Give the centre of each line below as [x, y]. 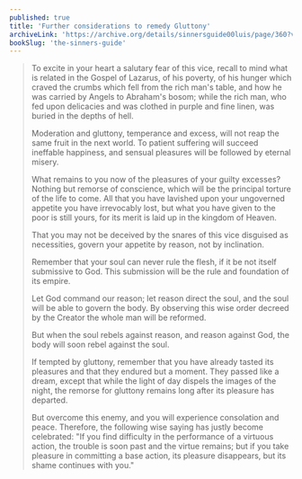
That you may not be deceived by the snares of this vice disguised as [160, 235]
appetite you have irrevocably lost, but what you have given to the [153, 208]
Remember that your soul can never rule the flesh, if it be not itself [154, 262]
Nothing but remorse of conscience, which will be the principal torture [161, 189]
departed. [49, 400]
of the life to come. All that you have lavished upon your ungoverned [158, 199]
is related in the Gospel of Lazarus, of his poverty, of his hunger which [161, 78]
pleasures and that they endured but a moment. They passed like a [155, 372]
